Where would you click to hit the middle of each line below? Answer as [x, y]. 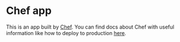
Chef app [29, 11]
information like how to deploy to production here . [66, 33]
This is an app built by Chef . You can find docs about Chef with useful [90, 27]
